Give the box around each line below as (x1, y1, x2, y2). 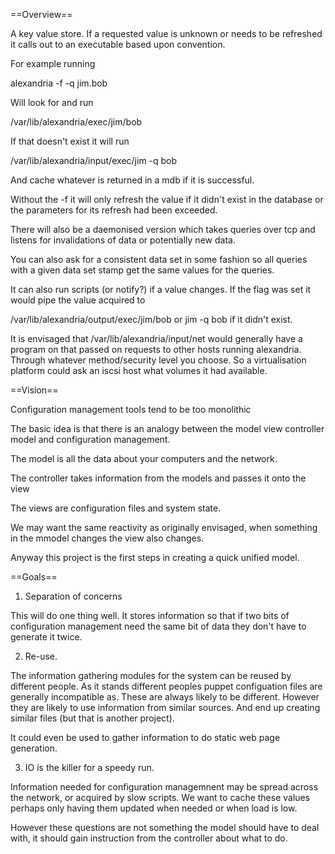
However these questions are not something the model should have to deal (10, 822, 320, 833)
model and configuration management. (10, 434, 171, 445)
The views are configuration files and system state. (10, 502, 222, 514)
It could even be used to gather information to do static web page (10, 732, 281, 743)
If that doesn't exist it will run (10, 135, 130, 147)
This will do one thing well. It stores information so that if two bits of (10, 610, 290, 621)
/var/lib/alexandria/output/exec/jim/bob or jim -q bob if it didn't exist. (10, 314, 293, 325)
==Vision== (10, 384, 59, 396)
